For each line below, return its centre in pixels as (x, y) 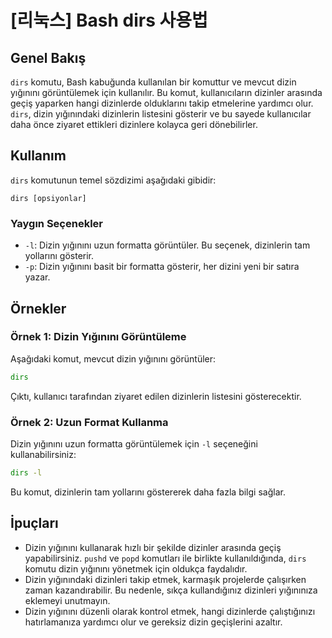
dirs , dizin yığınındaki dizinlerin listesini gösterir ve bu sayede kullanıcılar (161, 114)
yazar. (37, 277)
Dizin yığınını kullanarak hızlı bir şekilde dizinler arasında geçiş (153, 547)
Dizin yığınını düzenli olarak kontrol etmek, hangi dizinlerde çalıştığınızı (170, 611)
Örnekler (38, 308)
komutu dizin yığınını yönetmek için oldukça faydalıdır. (136, 568)
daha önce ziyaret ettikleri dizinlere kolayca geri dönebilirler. (134, 124)
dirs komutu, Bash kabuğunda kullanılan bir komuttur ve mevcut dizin (153, 82)
